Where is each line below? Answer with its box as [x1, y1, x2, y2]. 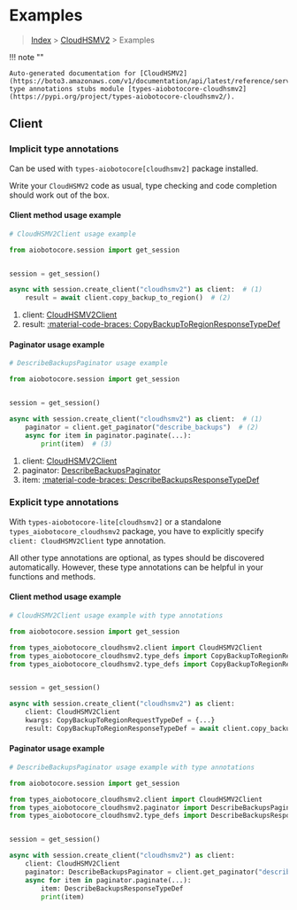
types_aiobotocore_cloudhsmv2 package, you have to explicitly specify [9, 525, 264, 536]
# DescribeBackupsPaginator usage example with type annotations [9, 763, 255, 772]
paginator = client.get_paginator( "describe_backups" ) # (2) [25, 423, 259, 432]
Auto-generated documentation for [9, 68, 137, 78]
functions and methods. [9, 571, 96, 581]
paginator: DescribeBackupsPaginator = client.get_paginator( [25, 867, 259, 876]
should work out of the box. [9, 190, 110, 200]
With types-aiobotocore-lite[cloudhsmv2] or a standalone [9, 516, 222, 527]
